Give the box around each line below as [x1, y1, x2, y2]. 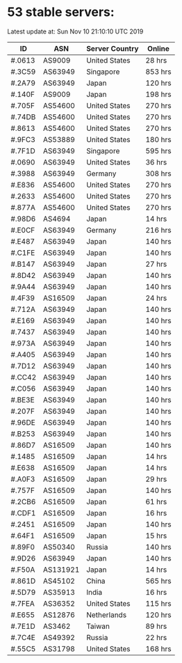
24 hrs [145, 293, 167, 303]
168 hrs [145, 643, 172, 653]
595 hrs [145, 146, 172, 155]
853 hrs [145, 67, 172, 77]
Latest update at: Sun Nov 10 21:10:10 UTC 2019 [7, 27, 144, 36]
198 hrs [145, 89, 172, 99]
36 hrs [145, 157, 167, 167]
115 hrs [145, 598, 172, 608]
